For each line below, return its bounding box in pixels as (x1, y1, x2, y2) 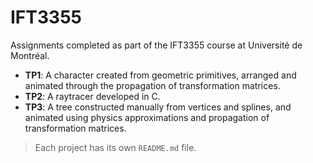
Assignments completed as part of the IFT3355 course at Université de (10, 39, 303, 51)
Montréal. (10, 49, 50, 61)
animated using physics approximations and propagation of (24, 111, 270, 123)
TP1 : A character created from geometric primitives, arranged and (24, 69, 297, 81)
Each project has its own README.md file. (34, 141, 197, 153)
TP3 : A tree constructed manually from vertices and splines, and (24, 101, 292, 113)
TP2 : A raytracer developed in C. (24, 90, 161, 102)
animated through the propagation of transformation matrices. (24, 79, 281, 91)
